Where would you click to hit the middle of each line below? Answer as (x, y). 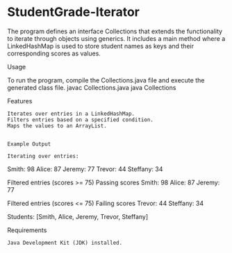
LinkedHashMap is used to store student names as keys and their (101, 46)
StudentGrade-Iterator (74, 12)
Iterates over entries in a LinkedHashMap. (71, 114)
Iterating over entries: (43, 156)
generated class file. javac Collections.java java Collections (92, 87)
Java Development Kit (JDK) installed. (65, 243)
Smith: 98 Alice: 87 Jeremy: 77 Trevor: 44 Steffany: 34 (85, 169)
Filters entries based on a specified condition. (81, 120)
